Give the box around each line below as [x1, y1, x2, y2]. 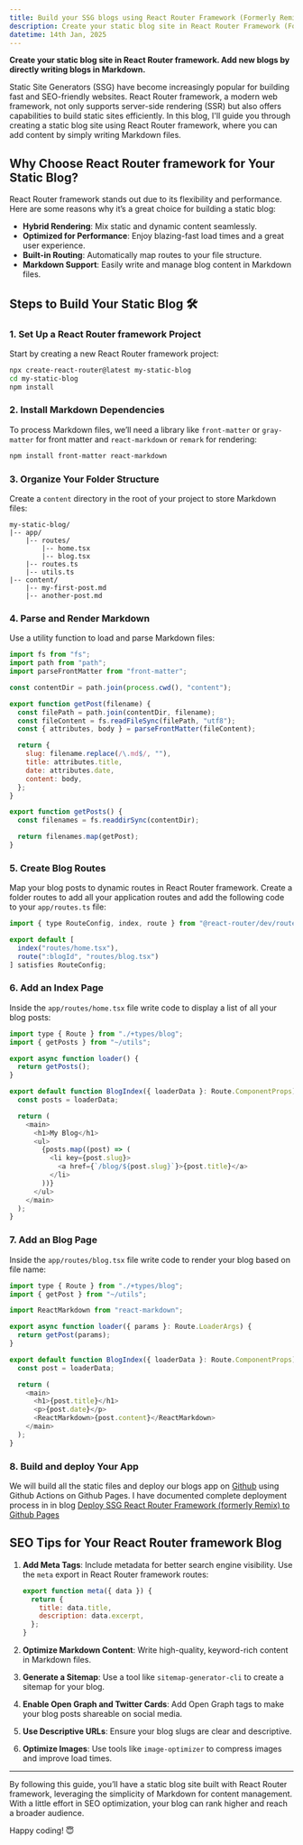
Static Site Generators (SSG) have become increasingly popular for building [9, 82, 290, 93]
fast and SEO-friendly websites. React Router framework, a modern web [9, 91, 278, 102]
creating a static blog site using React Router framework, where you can [9, 120, 278, 131]
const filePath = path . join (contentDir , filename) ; [17, 707, 216, 717]
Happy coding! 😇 [9, 1825, 75, 1836]
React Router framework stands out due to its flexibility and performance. [9, 194, 282, 205]
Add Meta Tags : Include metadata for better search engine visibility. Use [22, 1559, 293, 1570]
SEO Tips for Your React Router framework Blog [9, 1536, 282, 1551]
